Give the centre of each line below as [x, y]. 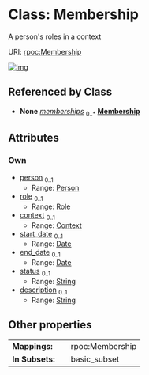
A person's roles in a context [55, 36]
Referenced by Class [60, 92]
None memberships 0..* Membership [80, 112]
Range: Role [51, 206]
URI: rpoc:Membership [45, 51]
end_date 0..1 [40, 253]
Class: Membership [74, 15]
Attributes [34, 137]
